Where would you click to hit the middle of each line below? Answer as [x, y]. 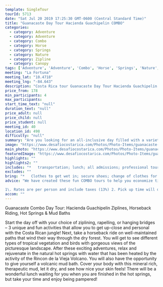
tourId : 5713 [18, 14]
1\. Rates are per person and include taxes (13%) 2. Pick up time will [80, 190]
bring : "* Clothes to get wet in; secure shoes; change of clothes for [81, 176]
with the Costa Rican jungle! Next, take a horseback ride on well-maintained [81, 233]
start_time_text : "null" [30, 104]
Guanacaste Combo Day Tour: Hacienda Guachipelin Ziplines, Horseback [78, 208]
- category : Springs [30, 50]
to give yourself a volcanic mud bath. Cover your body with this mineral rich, [81, 263]
